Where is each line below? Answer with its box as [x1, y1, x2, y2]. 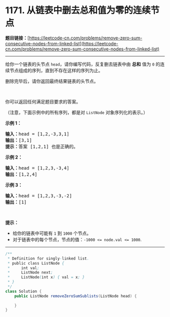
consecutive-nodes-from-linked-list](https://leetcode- [5, 40, 119, 46]
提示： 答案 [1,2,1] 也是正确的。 [5, 143, 78, 149]
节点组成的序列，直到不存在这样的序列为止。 [9, 67, 103, 73]
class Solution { [5, 289, 42, 294]
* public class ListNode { [7, 260, 65, 266]
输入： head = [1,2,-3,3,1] [5, 131, 70, 137]
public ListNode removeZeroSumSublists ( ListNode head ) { [14, 293, 137, 298]
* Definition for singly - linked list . [7, 256, 90, 261]
